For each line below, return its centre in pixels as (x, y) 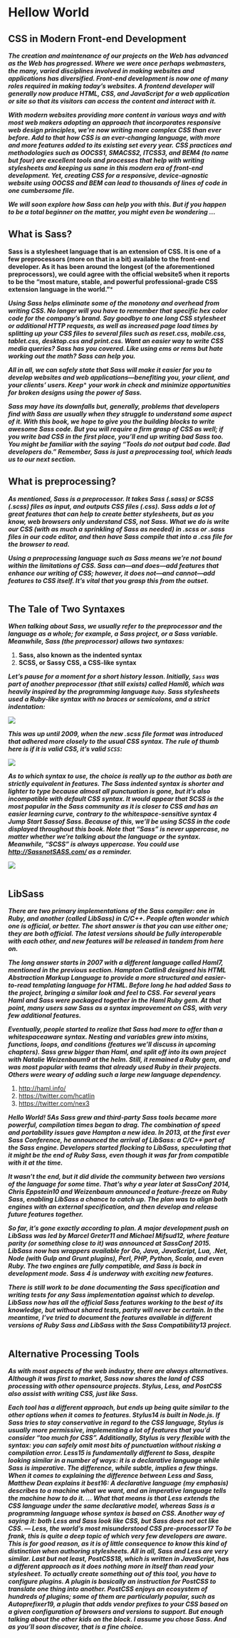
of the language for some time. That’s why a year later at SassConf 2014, (119, 1184)
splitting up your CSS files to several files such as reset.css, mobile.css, (117, 333)
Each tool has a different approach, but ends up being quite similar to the (119, 1407)
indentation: (27, 707)
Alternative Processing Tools (74, 1354)
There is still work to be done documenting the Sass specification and (114, 1287)
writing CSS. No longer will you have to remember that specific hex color (118, 310)
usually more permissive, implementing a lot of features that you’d (109, 1430)
